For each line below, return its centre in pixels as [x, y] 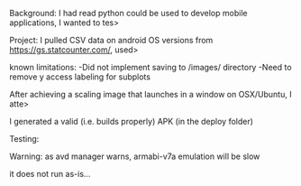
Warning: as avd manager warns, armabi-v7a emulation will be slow [135, 156]
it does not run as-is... [50, 174]
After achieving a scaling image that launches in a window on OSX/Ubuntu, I [150, 94]
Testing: [24, 139]
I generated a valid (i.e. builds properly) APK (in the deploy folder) [132, 121]
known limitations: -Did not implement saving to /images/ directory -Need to [150, 67]
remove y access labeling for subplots [80, 77]
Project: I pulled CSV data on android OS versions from [111, 40]
